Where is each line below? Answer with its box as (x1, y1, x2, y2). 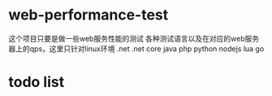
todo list (8, 73, 65, 91)
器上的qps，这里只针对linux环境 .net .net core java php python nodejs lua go (8, 43, 265, 54)
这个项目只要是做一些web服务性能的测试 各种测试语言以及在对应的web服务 (8, 33, 260, 43)
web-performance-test (8, 6, 169, 24)
